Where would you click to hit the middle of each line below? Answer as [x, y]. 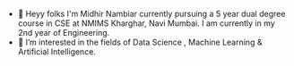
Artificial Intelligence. [57, 52]
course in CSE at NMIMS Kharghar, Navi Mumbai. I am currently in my [146, 23]
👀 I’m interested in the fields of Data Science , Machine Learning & [140, 42]
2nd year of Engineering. [64, 33]
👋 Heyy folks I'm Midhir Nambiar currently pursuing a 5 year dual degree [151, 14]
